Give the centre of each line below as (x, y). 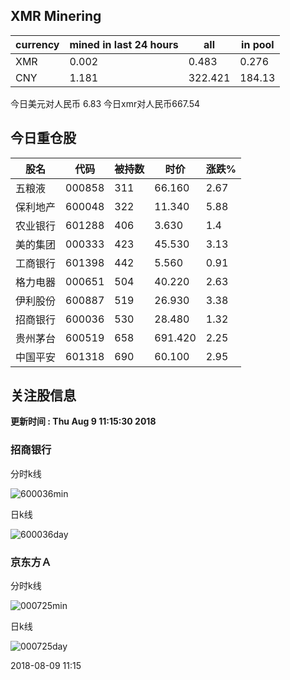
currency (37, 44)
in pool (258, 44)
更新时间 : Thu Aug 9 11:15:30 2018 (83, 421)
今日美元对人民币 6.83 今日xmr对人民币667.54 (105, 103)
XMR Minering (56, 16)
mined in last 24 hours (124, 44)
